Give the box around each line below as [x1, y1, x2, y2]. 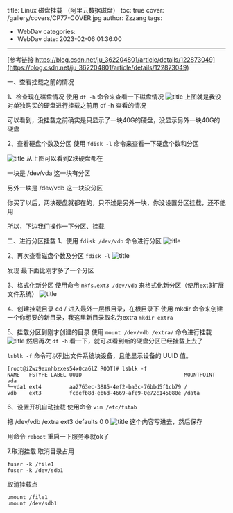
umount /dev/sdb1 [7, 500, 58, 507]
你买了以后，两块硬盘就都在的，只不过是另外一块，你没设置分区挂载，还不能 [7, 199, 226, 206]
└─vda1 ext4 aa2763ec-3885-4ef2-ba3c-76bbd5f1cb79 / [7, 384, 188, 391]
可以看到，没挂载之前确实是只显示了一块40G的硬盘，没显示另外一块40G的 [7, 116, 221, 124]
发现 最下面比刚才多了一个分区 [7, 266, 94, 275]
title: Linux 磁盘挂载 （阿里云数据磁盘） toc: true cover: [7, 6, 164, 14]
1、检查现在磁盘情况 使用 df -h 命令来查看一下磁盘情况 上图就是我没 [7, 92, 222, 101]
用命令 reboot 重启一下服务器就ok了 [7, 432, 110, 440]
